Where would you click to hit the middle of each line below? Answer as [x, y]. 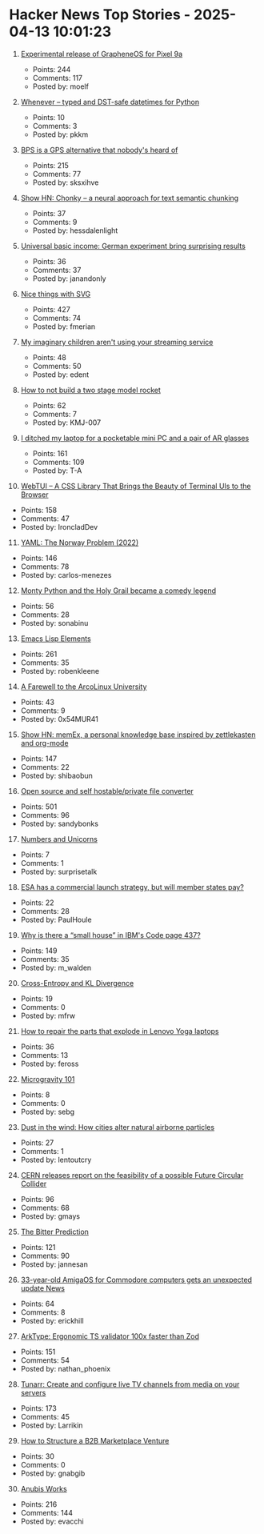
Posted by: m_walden [56, 967]
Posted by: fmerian [64, 326]
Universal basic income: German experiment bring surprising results [133, 246]
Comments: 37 [57, 270]
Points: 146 [39, 558]
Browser [34, 495]
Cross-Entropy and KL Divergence [77, 983]
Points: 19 [36, 999]
